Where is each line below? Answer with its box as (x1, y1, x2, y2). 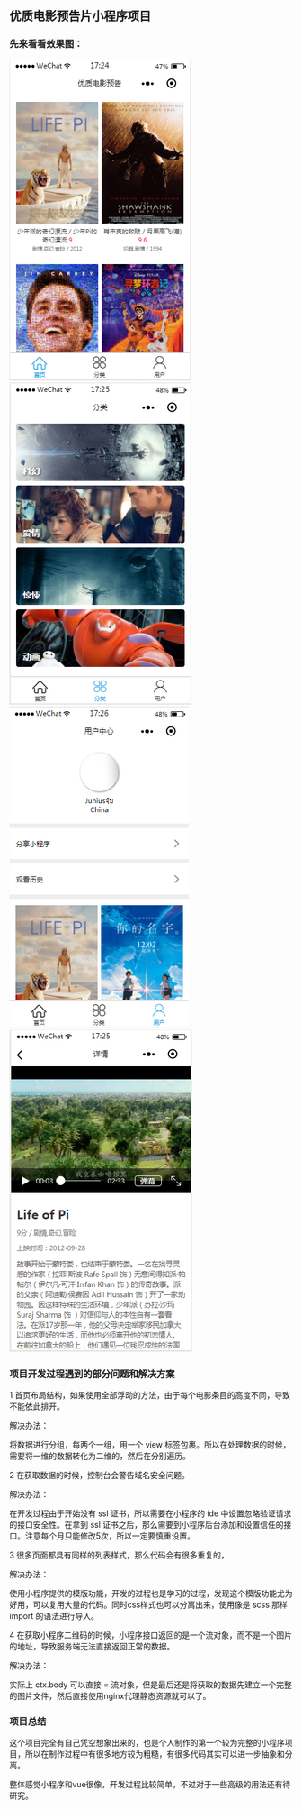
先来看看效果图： (9, 38, 84, 50)
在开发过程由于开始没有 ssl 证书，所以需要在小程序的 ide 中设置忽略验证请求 (9, 1508, 292, 1519)
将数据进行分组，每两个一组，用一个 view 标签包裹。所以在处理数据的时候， (9, 1439, 291, 1449)
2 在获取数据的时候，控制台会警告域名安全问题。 (9, 1469, 191, 1480)
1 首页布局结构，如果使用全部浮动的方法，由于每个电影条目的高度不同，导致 (9, 1389, 290, 1400)
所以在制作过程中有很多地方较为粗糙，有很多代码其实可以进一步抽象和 (24, 1749, 285, 1759)
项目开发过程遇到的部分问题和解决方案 (9, 1367, 175, 1380)
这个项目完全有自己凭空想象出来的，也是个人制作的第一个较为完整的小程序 (9, 1738, 285, 1749)
